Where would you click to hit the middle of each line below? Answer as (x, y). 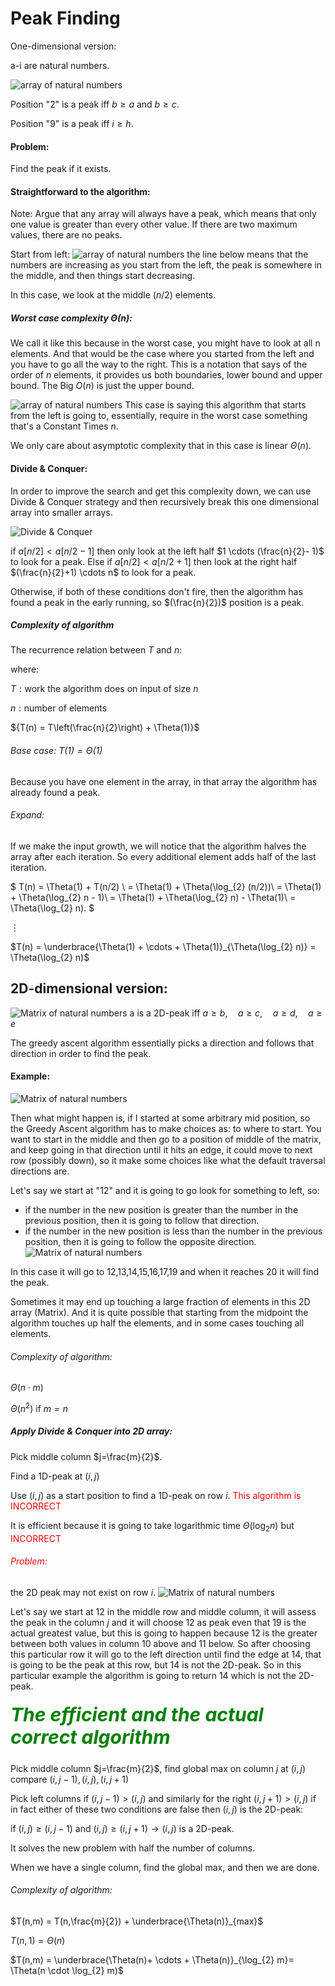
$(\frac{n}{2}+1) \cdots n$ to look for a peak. (103, 572)
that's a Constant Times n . (64, 426)
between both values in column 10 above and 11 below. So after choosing (160, 1643)
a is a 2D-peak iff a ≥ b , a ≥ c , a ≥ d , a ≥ (226, 1013)
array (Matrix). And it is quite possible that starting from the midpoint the (159, 1312)
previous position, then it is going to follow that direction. (142, 1220)
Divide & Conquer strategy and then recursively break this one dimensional (165, 501)
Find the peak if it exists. (61, 169)
